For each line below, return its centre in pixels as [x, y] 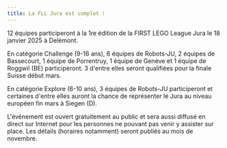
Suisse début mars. [34, 75]
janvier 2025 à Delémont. [43, 40]
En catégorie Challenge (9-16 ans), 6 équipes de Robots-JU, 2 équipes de [111, 53]
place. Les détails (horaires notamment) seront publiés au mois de [100, 131]
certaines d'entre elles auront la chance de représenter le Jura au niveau [109, 96]
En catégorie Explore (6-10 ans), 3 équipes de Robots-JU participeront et [110, 88]
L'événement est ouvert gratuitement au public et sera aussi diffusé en [106, 116]
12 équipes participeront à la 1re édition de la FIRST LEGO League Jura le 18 [113, 33]
